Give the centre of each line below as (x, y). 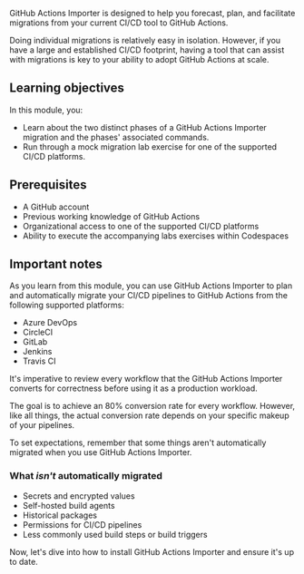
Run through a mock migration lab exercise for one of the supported (150, 146)
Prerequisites (48, 185)
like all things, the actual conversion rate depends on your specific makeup (149, 415)
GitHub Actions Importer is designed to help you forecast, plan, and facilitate (152, 13)
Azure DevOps (50, 323)
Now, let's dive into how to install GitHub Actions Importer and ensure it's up (152, 551)
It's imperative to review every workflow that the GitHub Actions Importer (146, 379)
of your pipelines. (42, 425)
